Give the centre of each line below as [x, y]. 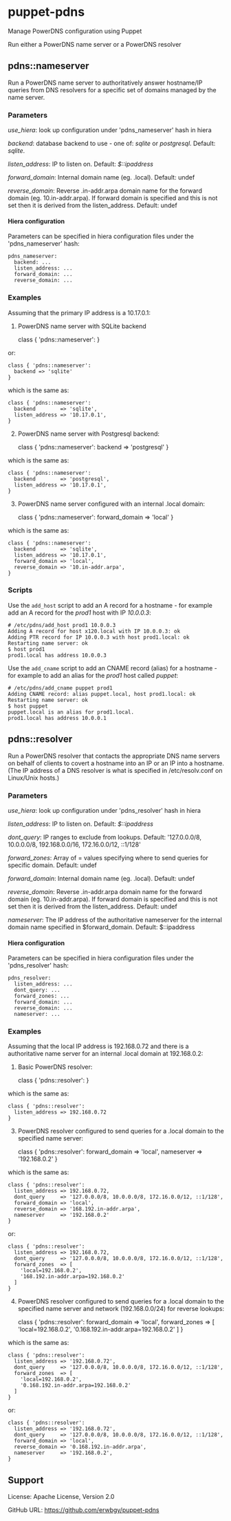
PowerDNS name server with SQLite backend [82, 326]
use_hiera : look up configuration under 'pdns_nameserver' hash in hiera [110, 130]
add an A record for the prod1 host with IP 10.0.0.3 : [80, 613]
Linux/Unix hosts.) [34, 778]
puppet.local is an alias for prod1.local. [71, 712]
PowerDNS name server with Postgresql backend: [89, 434]
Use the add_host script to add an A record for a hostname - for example [110, 605]
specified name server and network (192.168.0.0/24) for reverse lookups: [121, 1309]
